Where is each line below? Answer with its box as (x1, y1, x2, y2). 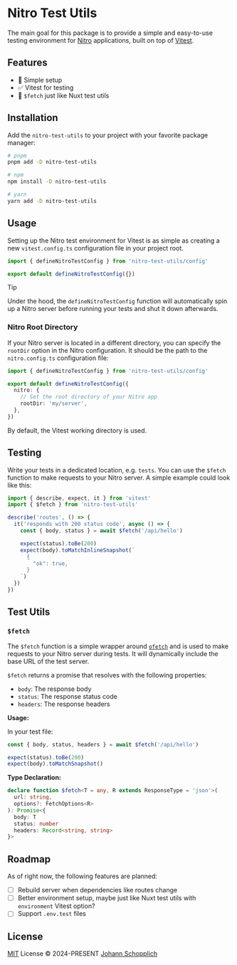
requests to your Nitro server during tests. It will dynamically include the (7, 649, 218, 658)
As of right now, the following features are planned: (7, 872, 158, 880)
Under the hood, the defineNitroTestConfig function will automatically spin (7, 297, 228, 305)
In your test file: (7, 727, 53, 736)
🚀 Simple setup (17, 75, 63, 84)
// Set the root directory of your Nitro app (20, 394, 158, 401)
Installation (7, 112, 58, 124)
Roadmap (7, 853, 51, 865)
